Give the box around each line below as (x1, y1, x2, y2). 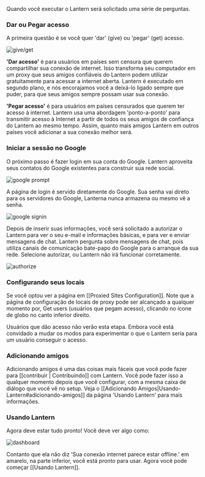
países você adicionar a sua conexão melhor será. (6, 129, 133, 136)
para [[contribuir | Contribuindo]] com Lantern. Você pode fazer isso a (6, 372, 184, 379)
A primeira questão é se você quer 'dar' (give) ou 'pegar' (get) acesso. (6, 34, 185, 42)
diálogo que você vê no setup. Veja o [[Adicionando (6, 385, 137, 392)
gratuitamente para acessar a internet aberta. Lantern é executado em (6, 78, 184, 85)
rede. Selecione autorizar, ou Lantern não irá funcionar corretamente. (6, 250, 182, 258)
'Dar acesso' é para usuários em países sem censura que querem (6, 58, 173, 66)
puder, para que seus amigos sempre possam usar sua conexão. (6, 91, 170, 98)
